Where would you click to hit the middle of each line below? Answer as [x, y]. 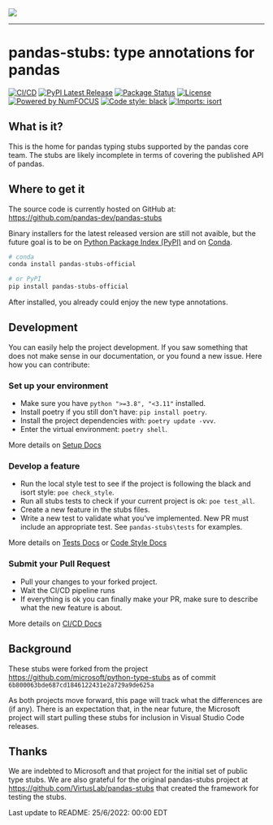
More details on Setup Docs [55, 445]
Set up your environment [58, 386]
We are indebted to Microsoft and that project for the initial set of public [128, 771]
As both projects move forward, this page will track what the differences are [135, 700]
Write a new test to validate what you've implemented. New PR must [134, 518]
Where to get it [47, 189]
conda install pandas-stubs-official [72, 264]
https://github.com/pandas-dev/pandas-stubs [85, 217]
